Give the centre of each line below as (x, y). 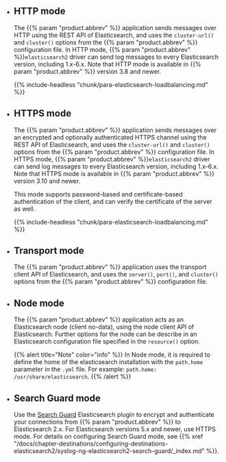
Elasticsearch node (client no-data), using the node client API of (104, 327)
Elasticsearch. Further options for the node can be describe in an (105, 334)
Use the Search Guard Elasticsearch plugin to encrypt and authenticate (114, 415)
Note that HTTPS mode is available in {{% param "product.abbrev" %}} (114, 173)
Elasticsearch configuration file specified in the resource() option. (106, 342)
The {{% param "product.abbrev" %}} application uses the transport (110, 267)
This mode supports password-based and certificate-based (98, 194)
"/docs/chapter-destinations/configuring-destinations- (91, 444)
